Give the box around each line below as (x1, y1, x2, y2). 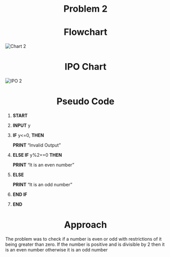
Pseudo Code (56, 96, 115, 107)
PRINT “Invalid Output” (12, 142, 61, 148)
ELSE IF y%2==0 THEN (12, 152, 62, 158)
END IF (12, 191, 27, 197)
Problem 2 (63, 3, 108, 15)
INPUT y (12, 123, 31, 128)
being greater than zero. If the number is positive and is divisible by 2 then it (5, 241, 165, 247)
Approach (64, 219, 107, 231)
